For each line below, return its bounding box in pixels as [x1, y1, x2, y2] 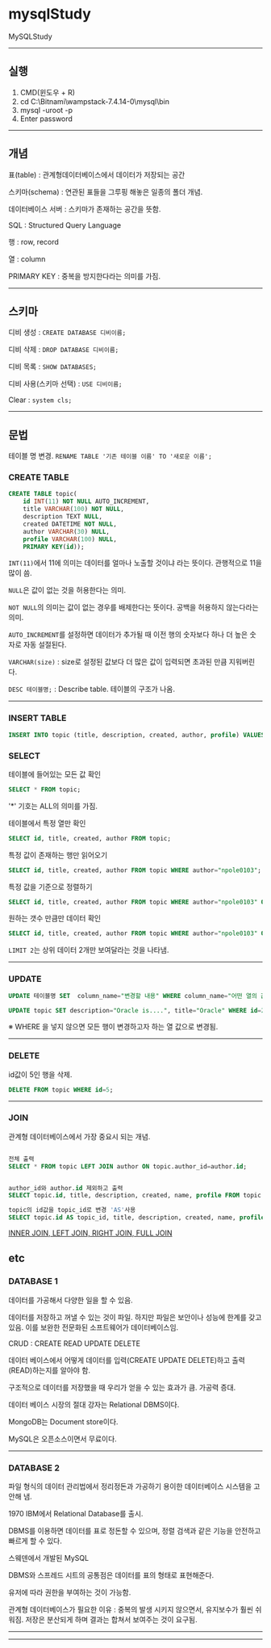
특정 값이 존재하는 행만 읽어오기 [8, 849, 108, 860]
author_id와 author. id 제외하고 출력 [8, 1184, 123, 1192]
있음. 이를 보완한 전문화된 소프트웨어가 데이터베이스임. [8, 1322, 179, 1332]
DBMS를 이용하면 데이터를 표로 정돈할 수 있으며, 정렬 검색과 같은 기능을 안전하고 [8, 1526, 261, 1536]
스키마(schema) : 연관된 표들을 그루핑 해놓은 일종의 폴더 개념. [8, 187, 203, 196]
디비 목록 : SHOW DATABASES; [8, 362, 97, 371]
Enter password [19, 114, 73, 124]
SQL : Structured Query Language [8, 220, 122, 230]
